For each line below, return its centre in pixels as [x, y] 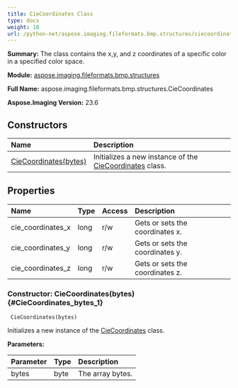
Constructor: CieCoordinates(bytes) [71, 294]
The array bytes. [105, 374]
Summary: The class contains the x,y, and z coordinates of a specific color [117, 54]
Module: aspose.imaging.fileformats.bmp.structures [84, 75]
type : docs [23, 21]
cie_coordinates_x [41, 227]
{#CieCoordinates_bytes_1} [56, 302]
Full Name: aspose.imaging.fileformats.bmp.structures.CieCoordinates [110, 89]
